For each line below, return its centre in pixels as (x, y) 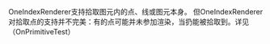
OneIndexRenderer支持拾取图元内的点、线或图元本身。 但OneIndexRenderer (136, 12)
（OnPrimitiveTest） (42, 32)
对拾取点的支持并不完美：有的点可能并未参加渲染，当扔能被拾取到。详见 (129, 22)
